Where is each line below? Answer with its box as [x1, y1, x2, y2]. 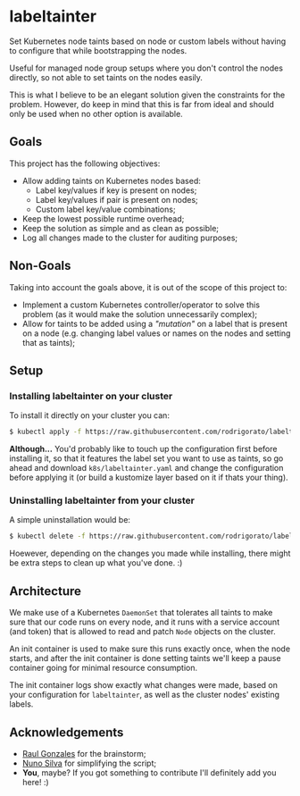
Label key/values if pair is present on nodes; [35, 194, 198, 205]
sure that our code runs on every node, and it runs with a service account [9, 616, 279, 627]
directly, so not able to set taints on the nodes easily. [9, 71, 204, 82]
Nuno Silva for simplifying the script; [21, 758, 157, 768]
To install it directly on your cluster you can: [9, 410, 170, 421]
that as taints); [21, 337, 76, 348]
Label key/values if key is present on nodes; [35, 185, 197, 196]
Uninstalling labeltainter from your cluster [9, 494, 195, 507]
